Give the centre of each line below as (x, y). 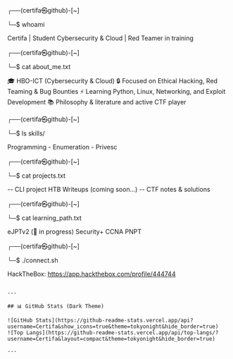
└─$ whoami (26, 24)
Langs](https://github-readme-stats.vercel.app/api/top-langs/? (122, 333)
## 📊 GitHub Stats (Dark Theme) (56, 306)
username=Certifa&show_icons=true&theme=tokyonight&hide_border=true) (113, 327)
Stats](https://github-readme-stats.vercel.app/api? (114, 320)
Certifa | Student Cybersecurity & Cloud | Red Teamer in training (100, 38)
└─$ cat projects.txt (36, 176)
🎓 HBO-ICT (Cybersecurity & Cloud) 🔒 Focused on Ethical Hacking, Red (113, 81)
